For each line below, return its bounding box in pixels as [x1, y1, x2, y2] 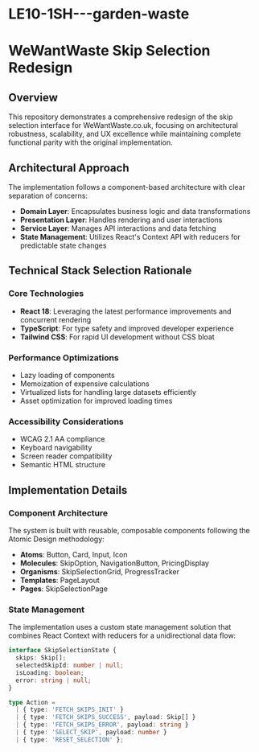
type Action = [8, 698, 56, 706]
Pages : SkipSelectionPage [19, 584, 109, 594]
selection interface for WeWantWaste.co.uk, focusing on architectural [8, 121, 239, 130]
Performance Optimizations [8, 351, 119, 363]
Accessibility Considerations [8, 416, 124, 427]
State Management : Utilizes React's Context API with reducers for [19, 232, 241, 241]
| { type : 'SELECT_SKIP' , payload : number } [15, 729, 167, 737]
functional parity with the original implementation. [8, 138, 173, 147]
